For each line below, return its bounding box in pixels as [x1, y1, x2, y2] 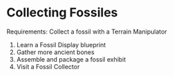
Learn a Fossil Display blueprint [16, 40, 106, 49]
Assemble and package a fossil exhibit [16, 55, 126, 63]
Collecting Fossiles [6, 5, 118, 21]
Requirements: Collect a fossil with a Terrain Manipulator [6, 27, 167, 36]
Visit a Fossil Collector [16, 62, 80, 71]
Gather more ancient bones [16, 48, 95, 56]
